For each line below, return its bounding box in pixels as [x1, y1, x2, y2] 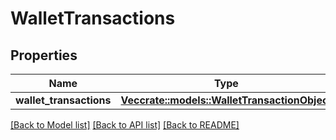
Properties [10, 47, 78, 64]
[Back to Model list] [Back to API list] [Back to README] [10, 119, 240, 131]
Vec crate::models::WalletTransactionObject [120, 93, 333, 107]
